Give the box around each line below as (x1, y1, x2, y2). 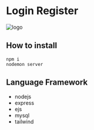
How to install (6, 41, 58, 51)
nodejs (14, 93, 31, 100)
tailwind (14, 118, 34, 125)
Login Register (6, 4, 79, 18)
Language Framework (6, 78, 88, 88)
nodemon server (6, 61, 43, 67)
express (14, 99, 34, 106)
